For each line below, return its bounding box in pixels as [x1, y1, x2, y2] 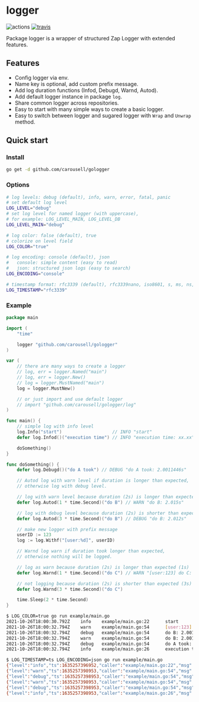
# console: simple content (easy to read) [6, 260, 118, 266]
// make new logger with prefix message [17, 526, 118, 532]
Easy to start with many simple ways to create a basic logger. [14, 105, 165, 113]
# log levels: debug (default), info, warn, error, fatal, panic [6, 194, 171, 200]
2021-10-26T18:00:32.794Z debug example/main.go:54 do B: [6, 630, 179, 635]
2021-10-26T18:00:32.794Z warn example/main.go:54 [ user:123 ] [6, 624, 192, 630]
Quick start [6, 135, 49, 146]
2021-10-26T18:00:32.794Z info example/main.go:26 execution [6, 646, 190, 652]
